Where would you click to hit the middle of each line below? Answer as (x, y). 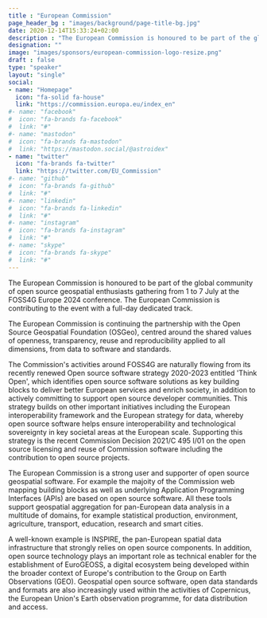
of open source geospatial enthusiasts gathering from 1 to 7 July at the (124, 291)
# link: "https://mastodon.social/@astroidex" (89, 149)
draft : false (32, 61)
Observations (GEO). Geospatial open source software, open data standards (133, 581)
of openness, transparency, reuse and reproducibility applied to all (117, 340)
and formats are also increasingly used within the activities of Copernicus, (130, 589)
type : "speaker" (35, 68)
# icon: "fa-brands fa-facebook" (66, 119)
